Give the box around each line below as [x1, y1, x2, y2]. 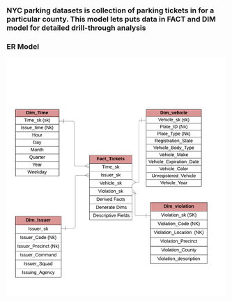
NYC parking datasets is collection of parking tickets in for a [6, 6, 215, 15]
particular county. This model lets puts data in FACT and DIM [6, 14, 217, 24]
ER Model [6, 41, 40, 51]
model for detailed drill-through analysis [6, 23, 146, 33]
